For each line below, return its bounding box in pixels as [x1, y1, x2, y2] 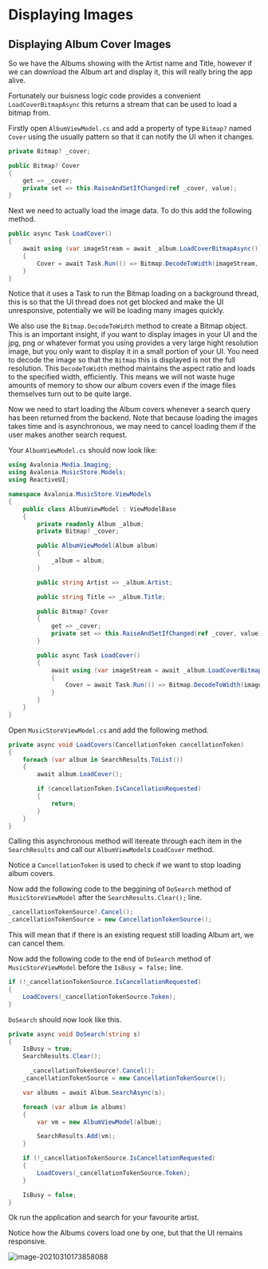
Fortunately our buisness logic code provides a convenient [8, 91, 201, 101]
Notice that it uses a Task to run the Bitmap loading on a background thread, [8, 289, 259, 299]
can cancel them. [8, 938, 65, 948]
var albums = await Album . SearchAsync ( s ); [22, 1089, 166, 1096]
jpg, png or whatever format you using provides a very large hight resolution [8, 338, 258, 348]
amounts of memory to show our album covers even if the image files [8, 381, 237, 391]
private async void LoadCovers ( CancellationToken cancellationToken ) [8, 740, 245, 748]
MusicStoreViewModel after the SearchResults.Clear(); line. [8, 893, 202, 902]
